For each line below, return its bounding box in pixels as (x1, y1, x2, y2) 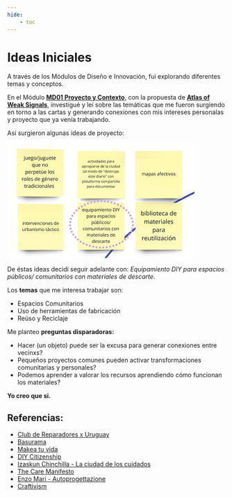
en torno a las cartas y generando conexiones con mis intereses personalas (7, 108, 224, 116)
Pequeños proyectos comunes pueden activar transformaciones (17, 356, 201, 365)
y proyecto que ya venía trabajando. (7, 116, 110, 124)
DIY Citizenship (17, 452, 62, 461)
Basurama (17, 438, 47, 446)
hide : (7, 11, 23, 18)
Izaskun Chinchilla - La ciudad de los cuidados (17, 460, 151, 468)
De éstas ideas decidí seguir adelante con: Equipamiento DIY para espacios (7, 265, 224, 274)
